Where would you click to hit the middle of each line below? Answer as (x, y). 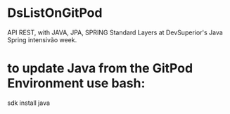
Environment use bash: (76, 83)
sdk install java (29, 103)
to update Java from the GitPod (100, 69)
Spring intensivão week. (42, 39)
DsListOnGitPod (55, 13)
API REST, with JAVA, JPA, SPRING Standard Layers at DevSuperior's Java (115, 32)
